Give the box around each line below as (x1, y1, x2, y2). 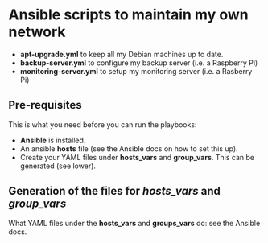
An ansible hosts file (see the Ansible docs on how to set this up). (19, 143, 239, 154)
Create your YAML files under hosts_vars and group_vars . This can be (19, 152, 255, 162)
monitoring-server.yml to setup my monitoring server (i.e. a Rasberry (19, 66, 253, 76)
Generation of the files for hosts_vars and (8, 184, 221, 198)
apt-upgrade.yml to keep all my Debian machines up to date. (19, 49, 224, 59)
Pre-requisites (8, 98, 82, 112)
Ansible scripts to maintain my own (8, 6, 249, 24)
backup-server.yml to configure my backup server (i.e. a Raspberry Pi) (19, 58, 258, 68)
